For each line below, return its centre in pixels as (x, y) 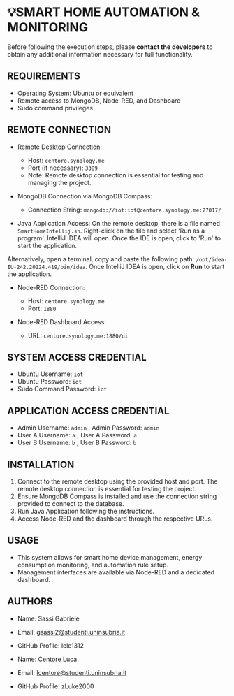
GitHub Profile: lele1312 (51, 645)
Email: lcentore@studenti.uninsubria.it (72, 672)
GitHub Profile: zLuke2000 (56, 686)
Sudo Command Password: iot (62, 389)
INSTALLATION (41, 464)
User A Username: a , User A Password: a (77, 435)
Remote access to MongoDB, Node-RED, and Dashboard (99, 100)
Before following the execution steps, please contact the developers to (110, 47)
